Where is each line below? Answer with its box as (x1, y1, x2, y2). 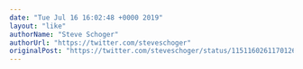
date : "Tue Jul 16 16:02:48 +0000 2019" (9, 13, 164, 22)
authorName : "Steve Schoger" (9, 30, 119, 39)
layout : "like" (9, 22, 67, 30)
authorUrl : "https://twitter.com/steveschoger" (9, 38, 192, 47)
